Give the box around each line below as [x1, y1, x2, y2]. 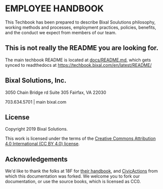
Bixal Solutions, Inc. [5, 77, 67, 85]
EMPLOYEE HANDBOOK [5, 3, 104, 14]
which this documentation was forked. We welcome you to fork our [5, 173, 140, 179]
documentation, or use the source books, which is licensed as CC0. [5, 179, 141, 185]
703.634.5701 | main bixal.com [5, 99, 67, 105]
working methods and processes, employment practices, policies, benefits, [5, 24, 156, 30]
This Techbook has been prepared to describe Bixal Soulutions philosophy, [5, 19, 156, 25]
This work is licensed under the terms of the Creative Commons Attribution [5, 135, 156, 141]
